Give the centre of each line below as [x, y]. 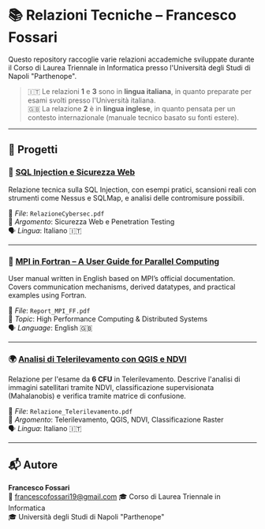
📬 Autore [33, 465]
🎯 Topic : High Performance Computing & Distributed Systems [108, 319]
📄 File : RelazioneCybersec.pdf [56, 213]
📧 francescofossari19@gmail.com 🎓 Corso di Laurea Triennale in [114, 497]
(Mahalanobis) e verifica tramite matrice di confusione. [97, 396]
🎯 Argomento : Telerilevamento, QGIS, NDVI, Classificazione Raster [116, 420]
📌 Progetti [33, 150]
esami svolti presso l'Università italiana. [91, 100]
